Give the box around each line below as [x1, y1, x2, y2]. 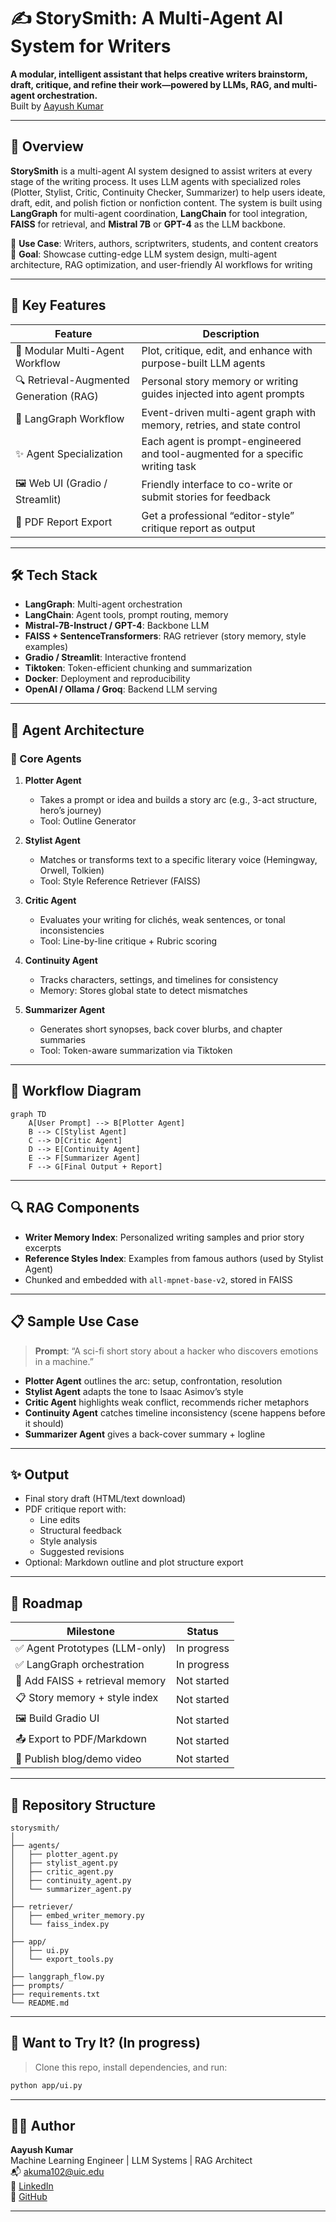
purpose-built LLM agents [141, 356, 266, 370]
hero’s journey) [39, 805, 102, 817]
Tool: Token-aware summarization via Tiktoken [39, 1045, 233, 1057]
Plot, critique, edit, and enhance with [141, 343, 313, 357]
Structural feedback [39, 1525, 122, 1537]
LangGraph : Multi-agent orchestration [24, 598, 183, 610]
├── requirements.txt [10, 1989, 101, 1999]
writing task [141, 459, 197, 473]
